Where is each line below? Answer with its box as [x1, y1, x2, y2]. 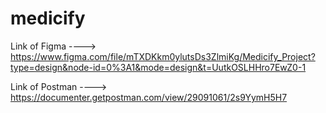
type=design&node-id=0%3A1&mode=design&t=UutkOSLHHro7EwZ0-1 [10, 61, 307, 73]
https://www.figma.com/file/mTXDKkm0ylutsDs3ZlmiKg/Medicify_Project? [10, 50, 316, 62]
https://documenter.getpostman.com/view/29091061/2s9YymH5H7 [10, 91, 288, 103]
